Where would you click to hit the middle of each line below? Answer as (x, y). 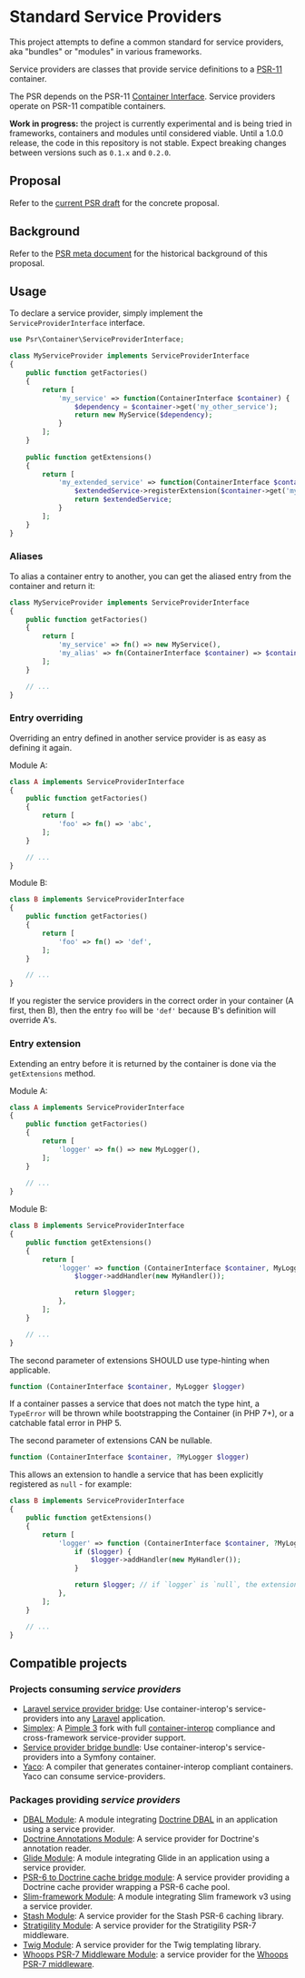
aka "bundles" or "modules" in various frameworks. (106, 51)
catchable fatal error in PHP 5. (66, 1423)
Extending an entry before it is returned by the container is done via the (143, 1063)
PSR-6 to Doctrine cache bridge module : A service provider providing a (156, 1877)
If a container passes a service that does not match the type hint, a (135, 1403)
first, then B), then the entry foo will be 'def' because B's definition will (143, 1010)
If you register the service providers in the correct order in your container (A (152, 1001)
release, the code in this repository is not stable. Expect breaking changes (148, 143)
